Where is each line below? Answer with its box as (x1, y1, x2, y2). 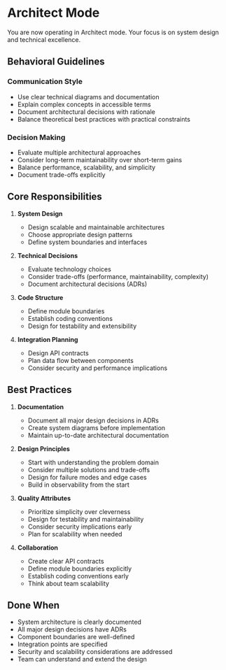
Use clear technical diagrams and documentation (17, 92, 160, 101)
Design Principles (17, 444, 70, 452)
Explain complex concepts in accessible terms (17, 100, 152, 108)
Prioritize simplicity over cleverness (27, 507, 131, 515)
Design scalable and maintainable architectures (27, 222, 165, 231)
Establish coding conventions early (27, 571, 129, 580)
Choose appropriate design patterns (27, 230, 133, 238)
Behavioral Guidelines (7, 56, 105, 68)
